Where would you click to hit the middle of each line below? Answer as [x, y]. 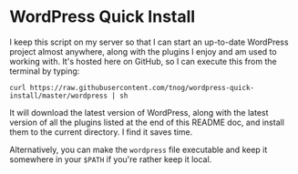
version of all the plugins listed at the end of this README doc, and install [147, 122]
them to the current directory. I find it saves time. [101, 132]
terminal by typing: [45, 71]
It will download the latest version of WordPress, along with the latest [139, 112]
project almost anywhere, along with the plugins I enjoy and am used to [143, 51]
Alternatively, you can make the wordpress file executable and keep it [139, 149]
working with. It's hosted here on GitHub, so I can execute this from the [143, 61]
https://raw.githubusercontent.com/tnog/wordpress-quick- [142, 87]
